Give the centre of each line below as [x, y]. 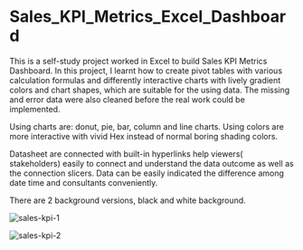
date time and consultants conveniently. [84, 182]
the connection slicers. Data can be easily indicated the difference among [147, 173]
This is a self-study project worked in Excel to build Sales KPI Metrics [138, 61]
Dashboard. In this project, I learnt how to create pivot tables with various [146, 71]
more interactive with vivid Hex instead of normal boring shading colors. [144, 136]
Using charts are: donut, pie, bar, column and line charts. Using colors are [147, 126]
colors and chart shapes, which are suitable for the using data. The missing [150, 90]
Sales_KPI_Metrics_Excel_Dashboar [148, 17]
